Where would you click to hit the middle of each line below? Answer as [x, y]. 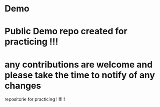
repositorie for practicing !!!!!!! [35, 99]
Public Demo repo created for [66, 31]
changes [23, 85]
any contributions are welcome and [79, 64]
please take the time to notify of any [80, 75]
